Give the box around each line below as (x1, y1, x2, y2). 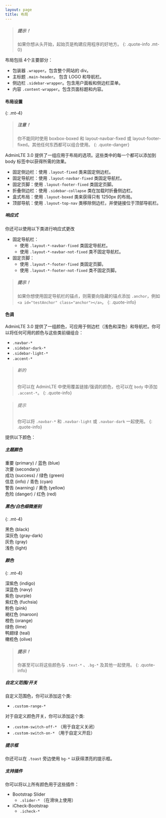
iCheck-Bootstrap (12, 803, 49, 809)
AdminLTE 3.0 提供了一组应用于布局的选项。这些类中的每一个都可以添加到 (5, 152, 156, 158)
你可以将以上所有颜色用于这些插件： (5, 781, 79, 787)
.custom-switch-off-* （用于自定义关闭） (12, 724, 98, 730)
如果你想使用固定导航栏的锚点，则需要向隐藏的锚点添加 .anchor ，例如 (17, 293, 160, 299)
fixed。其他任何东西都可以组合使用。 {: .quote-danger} (17, 141, 130, 147)
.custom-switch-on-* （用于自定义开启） (12, 730, 95, 736)
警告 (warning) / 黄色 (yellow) (5, 485, 65, 491)
